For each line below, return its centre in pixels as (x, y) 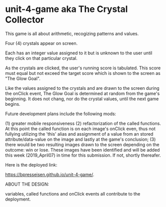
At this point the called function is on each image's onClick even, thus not (80, 129)
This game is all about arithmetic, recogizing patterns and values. (72, 33)
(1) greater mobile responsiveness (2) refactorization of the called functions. (83, 123)
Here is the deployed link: (31, 165)
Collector (25, 20)
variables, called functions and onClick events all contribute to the (73, 194)
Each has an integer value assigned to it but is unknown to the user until (79, 53)
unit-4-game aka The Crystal (67, 9)
